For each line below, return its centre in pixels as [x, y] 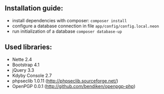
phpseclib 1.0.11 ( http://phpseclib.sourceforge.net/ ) [65, 81]
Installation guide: [34, 8]
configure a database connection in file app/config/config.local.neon [86, 26]
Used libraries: [28, 47]
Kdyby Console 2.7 [32, 75]
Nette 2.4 [22, 59]
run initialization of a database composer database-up [67, 31]
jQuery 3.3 [23, 70]
